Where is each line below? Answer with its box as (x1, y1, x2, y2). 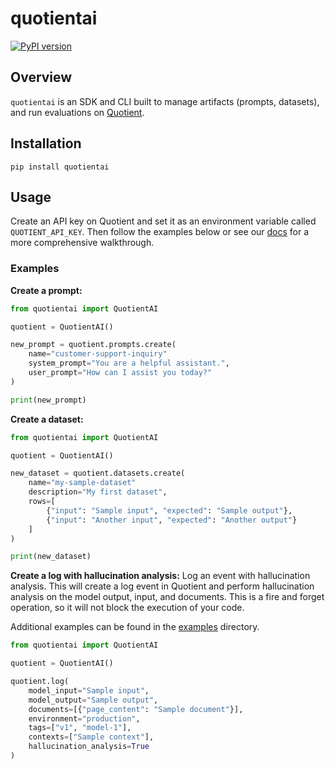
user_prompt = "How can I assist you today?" (28, 368, 213, 378)
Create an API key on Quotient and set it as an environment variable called (10, 215, 317, 227)
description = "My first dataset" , (28, 487, 168, 497)
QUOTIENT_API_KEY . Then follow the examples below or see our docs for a (10, 226, 310, 238)
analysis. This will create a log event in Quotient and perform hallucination (10, 580, 315, 592)
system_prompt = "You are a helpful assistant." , (28, 358, 230, 369)
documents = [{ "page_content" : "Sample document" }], (28, 704, 244, 714)
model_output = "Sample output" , (28, 695, 159, 705)
